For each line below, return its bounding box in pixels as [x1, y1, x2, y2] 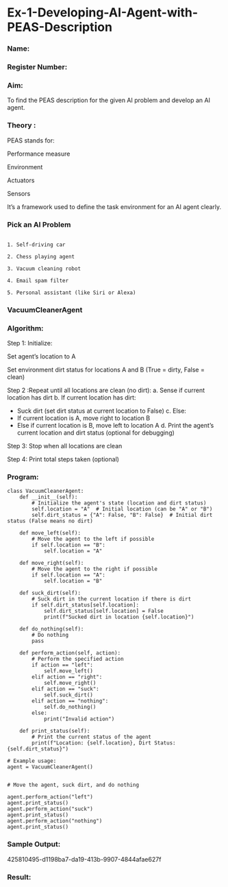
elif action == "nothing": [31, 698, 109, 705]
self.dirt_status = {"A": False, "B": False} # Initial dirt [31, 512, 213, 519]
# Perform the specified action [31, 656, 125, 663]
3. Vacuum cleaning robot [7, 265, 81, 272]
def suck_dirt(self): [19, 590, 81, 597]
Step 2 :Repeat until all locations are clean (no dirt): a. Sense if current [7, 386, 205, 395]
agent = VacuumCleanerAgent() [7, 764, 94, 770]
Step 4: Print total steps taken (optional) [7, 455, 120, 463]
